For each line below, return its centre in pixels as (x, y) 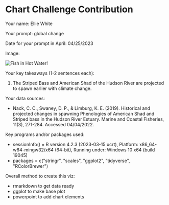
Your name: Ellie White (29, 24)
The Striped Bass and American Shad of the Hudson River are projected (88, 83)
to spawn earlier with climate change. (52, 88)
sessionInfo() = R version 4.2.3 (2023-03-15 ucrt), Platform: (76, 144)
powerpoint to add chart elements (48, 197)
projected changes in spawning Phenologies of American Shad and (83, 113)
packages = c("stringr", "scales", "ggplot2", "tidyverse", (71, 161)
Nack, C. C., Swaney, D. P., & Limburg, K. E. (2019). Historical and (81, 108)
